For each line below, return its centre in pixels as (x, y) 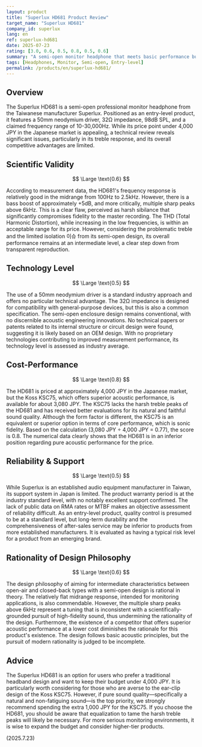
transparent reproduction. (38, 249)
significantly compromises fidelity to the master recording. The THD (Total (98, 216)
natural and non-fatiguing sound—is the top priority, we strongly (86, 701)
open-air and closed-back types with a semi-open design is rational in (93, 590)
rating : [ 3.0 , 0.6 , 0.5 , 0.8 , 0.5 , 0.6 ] (58, 51)
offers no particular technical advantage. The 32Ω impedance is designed (98, 301)
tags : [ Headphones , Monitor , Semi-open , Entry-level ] (75, 62)
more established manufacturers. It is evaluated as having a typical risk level (101, 532)
